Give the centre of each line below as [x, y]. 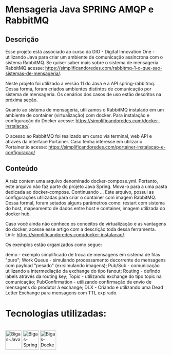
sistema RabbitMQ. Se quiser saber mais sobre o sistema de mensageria [82, 62]
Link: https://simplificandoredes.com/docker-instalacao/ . [65, 234]
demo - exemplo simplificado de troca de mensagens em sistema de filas [83, 254]
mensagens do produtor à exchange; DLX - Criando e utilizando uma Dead [84, 287]
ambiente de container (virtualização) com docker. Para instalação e [78, 115]
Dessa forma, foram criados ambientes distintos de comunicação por [79, 89]
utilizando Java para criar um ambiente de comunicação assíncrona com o [84, 57]
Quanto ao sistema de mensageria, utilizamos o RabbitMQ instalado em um [85, 110]
